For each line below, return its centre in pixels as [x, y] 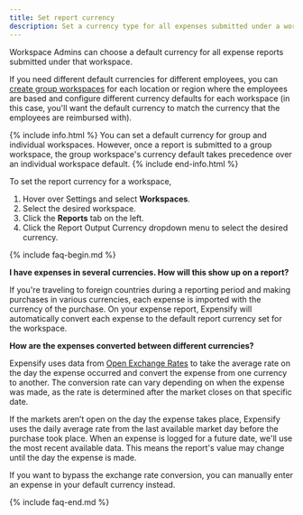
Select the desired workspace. [79, 208]
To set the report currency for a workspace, [91, 181]
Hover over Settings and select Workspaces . [106, 199]
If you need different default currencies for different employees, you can [143, 79]
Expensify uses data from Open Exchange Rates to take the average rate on [150, 363]
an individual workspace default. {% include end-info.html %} [124, 164]
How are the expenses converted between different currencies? [132, 345]
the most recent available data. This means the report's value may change [147, 447]
